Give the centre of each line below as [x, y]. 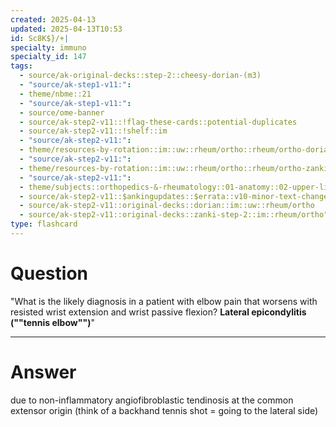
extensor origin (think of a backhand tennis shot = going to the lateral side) [164, 410]
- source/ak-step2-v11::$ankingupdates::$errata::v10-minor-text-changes [176, 196]
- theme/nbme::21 [55, 94]
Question [49, 273]
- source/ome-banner [62, 112]
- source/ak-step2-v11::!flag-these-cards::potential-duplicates [158, 122]
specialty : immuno [48, 47]
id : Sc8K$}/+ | [40, 38]
